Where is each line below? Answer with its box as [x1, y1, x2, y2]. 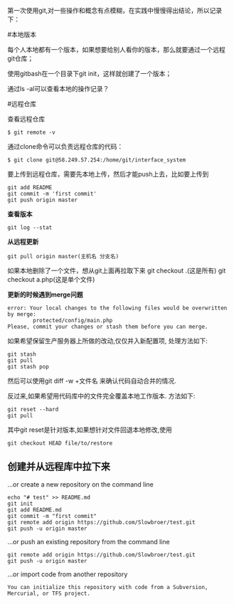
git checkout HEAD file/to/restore [7, 440, 113, 447]
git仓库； [7, 54, 34, 63]
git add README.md [7, 506, 62, 514]
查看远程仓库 [7, 115, 45, 123]
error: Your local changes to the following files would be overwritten [7, 304, 228, 312]
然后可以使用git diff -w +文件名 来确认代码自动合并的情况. [7, 376, 176, 385]
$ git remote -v [7, 129, 55, 136]
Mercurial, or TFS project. [7, 590, 91, 597]
